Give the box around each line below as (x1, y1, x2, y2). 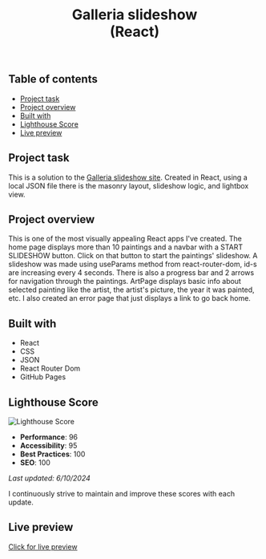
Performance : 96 (19, 432, 79, 442)
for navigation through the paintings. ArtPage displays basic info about (8, 277, 242, 286)
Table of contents (8, 72, 98, 86)
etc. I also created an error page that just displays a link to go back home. (8, 294, 251, 303)
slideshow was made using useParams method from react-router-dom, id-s (8, 259, 258, 269)
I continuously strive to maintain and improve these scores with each (8, 489, 235, 498)
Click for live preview (8, 541, 78, 551)
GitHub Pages (19, 372, 66, 382)
